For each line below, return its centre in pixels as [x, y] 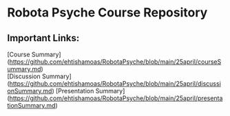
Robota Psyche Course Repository [107, 13]
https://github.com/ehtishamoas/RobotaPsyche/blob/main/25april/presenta [116, 98]
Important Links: [43, 38]
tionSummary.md [31, 105]
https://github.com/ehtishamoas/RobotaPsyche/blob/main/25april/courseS [115, 62]
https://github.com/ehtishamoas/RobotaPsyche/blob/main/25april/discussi [115, 83]
